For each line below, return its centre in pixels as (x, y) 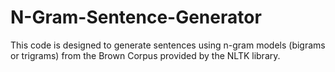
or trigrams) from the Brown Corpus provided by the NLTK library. (145, 55)
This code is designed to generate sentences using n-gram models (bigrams (168, 45)
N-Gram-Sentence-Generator (136, 17)
